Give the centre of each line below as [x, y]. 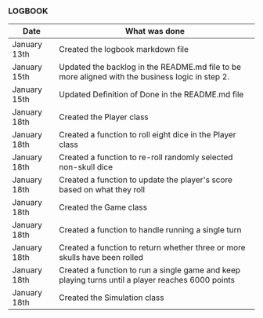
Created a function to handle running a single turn [150, 230]
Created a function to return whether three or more [152, 247]
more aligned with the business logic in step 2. [144, 77]
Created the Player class [103, 117]
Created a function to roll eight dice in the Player [147, 135]
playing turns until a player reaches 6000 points [146, 280]
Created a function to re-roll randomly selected [146, 157]
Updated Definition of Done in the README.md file [151, 94]
